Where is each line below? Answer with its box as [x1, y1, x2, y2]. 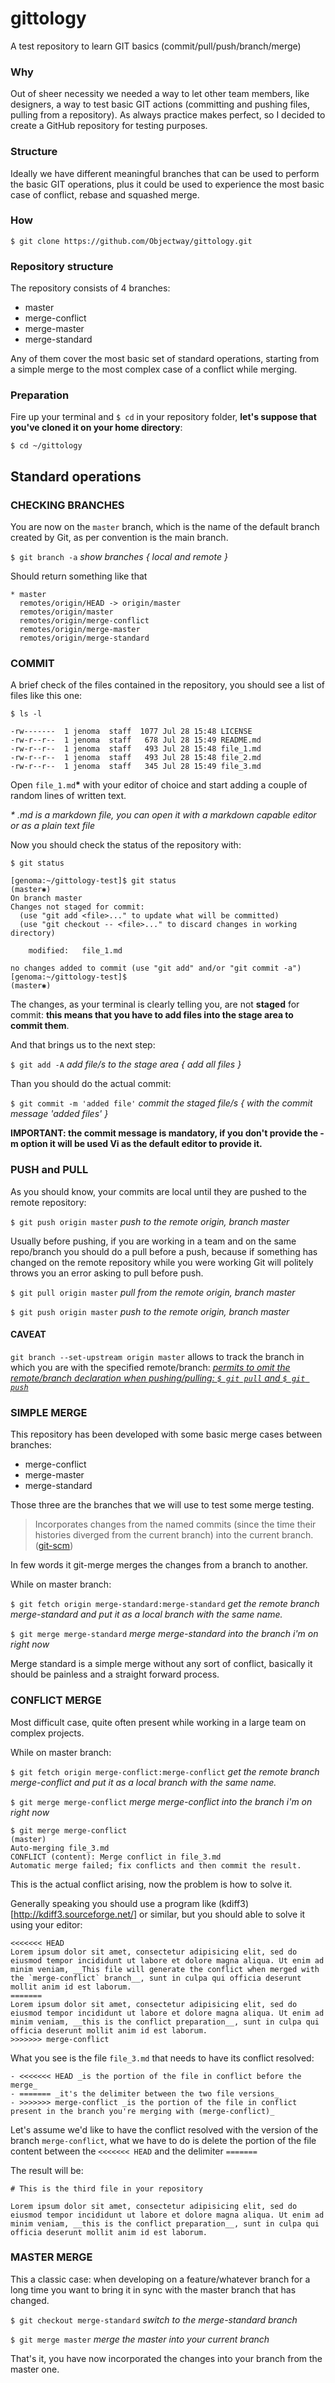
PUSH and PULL [10, 1163, 89, 1177]
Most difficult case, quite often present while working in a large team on [10, 1716, 307, 1728]
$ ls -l [10, 709, 43, 719]
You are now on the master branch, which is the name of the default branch [10, 521, 320, 533]
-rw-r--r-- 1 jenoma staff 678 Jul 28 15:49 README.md [10, 735, 262, 746]
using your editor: [10, 1918, 83, 1931]
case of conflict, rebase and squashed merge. [10, 188, 200, 201]
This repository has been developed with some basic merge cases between [10, 1428, 323, 1441]
